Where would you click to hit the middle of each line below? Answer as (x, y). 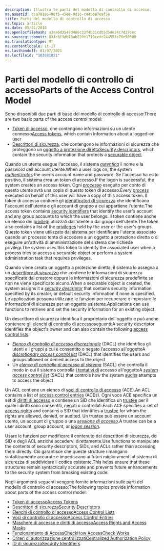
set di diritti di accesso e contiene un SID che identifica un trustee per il (77, 400)
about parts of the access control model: (46, 492)
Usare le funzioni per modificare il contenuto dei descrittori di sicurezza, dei (81, 436)
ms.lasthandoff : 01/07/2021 (34, 51)
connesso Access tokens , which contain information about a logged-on (83, 134)
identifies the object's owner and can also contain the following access (76, 329)
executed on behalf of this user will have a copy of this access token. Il (76, 196)
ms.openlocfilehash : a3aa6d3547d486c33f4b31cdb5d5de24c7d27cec (71, 32)
